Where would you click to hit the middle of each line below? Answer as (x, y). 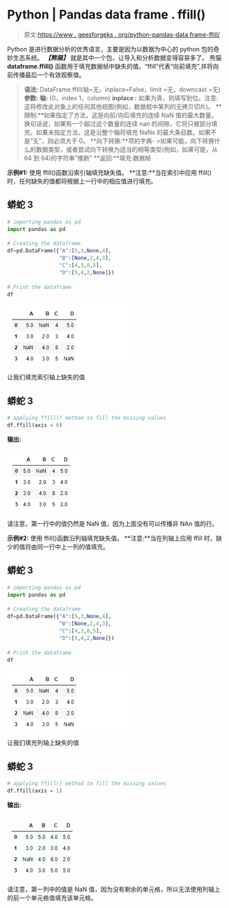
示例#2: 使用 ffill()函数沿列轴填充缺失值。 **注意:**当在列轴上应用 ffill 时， (112, 538)
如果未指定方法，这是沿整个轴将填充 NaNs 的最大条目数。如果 (123, 132)
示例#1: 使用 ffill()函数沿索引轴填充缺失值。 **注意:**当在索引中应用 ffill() (109, 172)
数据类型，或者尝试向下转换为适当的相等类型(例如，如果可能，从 (127, 149)
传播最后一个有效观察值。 (49, 75)
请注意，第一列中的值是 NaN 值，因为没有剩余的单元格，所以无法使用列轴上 (114, 889)
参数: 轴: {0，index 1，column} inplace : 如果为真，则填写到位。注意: (121, 98)
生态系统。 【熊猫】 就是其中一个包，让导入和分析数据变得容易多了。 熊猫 (117, 58)
